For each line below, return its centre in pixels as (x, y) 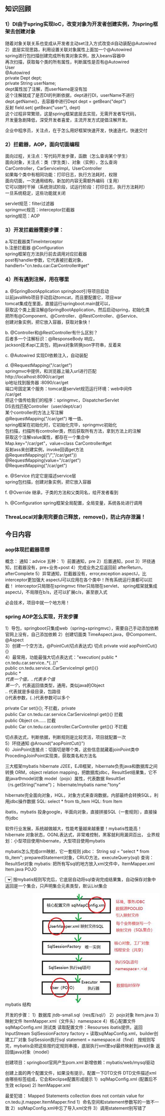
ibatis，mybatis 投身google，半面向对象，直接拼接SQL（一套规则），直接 (79, 812)
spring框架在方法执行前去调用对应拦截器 (46, 254)
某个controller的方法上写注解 (34, 412)
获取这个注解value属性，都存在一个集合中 (47, 437)
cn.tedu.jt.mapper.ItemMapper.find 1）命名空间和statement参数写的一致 (78, 1102)
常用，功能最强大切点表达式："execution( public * (67, 657)
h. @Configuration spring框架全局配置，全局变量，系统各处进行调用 (74, 503)
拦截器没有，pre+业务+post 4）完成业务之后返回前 (65, 567)
